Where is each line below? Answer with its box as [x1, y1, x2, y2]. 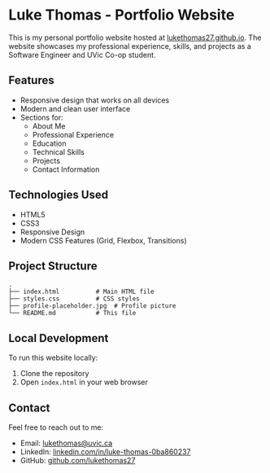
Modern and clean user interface [20, 103, 131, 113]
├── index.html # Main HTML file [8, 287, 155, 296]
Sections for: [20, 112, 63, 122]
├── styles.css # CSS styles [8, 295, 140, 303]
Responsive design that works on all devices [20, 95, 169, 105]
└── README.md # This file [8, 309, 137, 318]
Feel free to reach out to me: [8, 423, 104, 432]
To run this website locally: [8, 353, 98, 363]
